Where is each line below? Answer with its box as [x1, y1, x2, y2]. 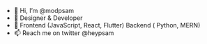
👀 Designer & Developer [13, 14, 83, 22]
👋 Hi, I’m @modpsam [13, 7, 75, 14]
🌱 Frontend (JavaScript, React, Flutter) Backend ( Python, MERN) [13, 21, 201, 29]
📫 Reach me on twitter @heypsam [13, 29, 114, 37]
